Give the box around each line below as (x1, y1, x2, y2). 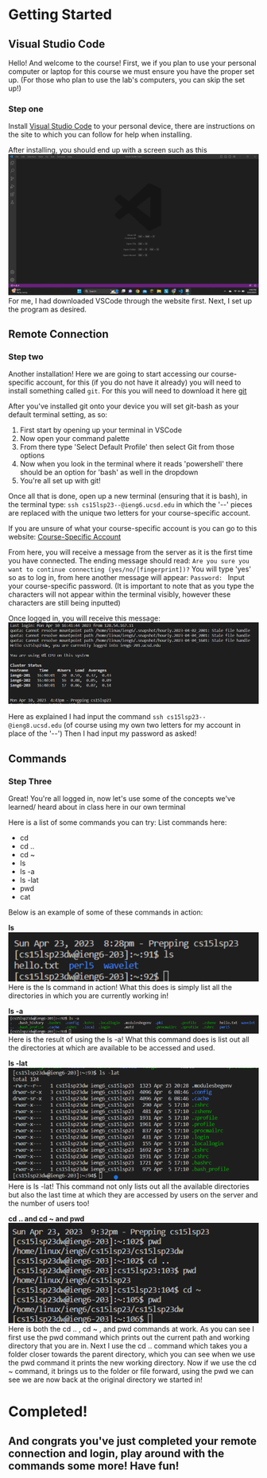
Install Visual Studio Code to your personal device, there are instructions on (8, 122, 256, 131)
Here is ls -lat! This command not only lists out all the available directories (8, 1182, 250, 1191)
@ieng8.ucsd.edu (8, 722, 62, 730)
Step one (8, 103, 44, 114)
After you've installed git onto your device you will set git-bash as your (8, 401, 240, 411)
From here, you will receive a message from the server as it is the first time (8, 547, 253, 557)
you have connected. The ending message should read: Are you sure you (8, 556, 250, 566)
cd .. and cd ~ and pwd (8, 1213, 85, 1223)
